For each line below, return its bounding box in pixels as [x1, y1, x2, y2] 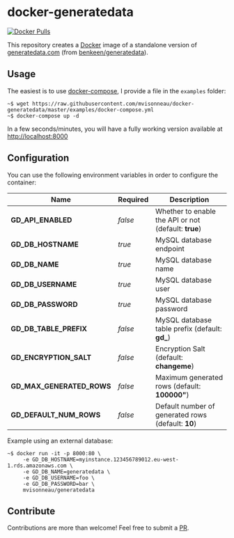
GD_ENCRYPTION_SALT [10, 352, 92, 362]
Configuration [7, 152, 70, 164]
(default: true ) [155, 223, 202, 233]
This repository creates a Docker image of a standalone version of [7, 40, 197, 49]
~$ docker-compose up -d [7, 112, 79, 119]
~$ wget [7, 100, 30, 107]
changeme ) [155, 361, 194, 371]
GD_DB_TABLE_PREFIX [10, 324, 87, 333]
